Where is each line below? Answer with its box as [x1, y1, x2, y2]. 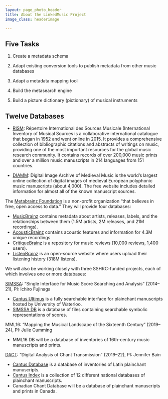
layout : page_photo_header [5, 7, 62, 13]
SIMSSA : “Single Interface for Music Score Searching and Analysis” [5, 281, 145, 286]
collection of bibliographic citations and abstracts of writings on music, [12, 141, 159, 147]
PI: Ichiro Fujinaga [14, 286, 51, 292]
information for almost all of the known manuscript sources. [12, 188, 136, 194]
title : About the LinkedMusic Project [5, 12, 86, 17]
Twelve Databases [5, 112, 64, 121]
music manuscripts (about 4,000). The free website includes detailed [12, 183, 155, 189]
